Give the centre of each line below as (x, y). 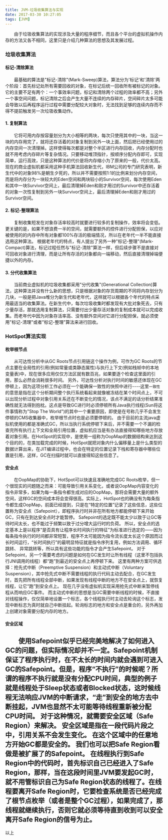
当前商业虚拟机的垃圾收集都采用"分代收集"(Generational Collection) (83, 285)
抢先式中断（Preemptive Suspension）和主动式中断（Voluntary (79, 567)
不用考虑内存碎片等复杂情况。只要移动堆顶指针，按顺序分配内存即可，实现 (86, 154)
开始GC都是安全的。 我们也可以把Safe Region (82, 745)
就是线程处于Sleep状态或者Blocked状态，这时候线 (83, 688)
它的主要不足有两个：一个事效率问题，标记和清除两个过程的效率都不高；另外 (84, 92)
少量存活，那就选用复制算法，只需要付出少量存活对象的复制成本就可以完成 (82, 310)
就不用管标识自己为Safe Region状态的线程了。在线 (83, 782)
